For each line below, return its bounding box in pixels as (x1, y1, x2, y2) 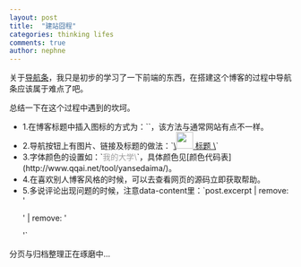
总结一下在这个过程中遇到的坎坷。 (9, 102, 135, 113)
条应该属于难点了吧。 (9, 83, 88, 94)
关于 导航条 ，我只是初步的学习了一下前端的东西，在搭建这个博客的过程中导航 (9, 73, 292, 83)
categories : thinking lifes (9, 30, 115, 39)
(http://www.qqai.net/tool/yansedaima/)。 (21, 163, 177, 174)
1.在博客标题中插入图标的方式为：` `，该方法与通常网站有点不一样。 (21, 122, 269, 133)
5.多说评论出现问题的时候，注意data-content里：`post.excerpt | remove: (21, 185, 289, 196)
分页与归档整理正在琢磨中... (9, 248, 111, 260)
